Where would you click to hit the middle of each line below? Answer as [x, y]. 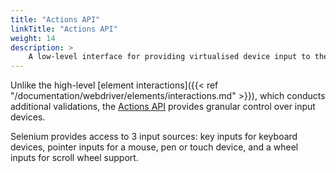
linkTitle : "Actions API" [64, 29]
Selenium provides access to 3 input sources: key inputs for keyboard [154, 137]
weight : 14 [33, 38]
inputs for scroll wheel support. [74, 158]
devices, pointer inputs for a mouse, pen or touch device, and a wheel [154, 147]
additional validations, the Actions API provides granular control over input [163, 107]
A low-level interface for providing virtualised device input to [169, 57]
